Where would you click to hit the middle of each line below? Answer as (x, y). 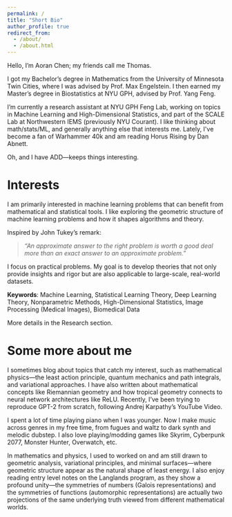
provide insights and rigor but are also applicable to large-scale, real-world (114, 273)
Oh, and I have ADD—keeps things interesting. (73, 157)
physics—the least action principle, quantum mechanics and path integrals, (114, 377)
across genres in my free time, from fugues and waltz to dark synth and (109, 427)
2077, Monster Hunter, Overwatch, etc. (62, 442)
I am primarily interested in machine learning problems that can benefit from (115, 204)
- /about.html (33, 46)
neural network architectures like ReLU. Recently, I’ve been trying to (104, 399)
